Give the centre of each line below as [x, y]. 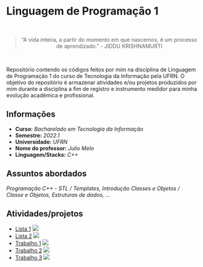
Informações [31, 114]
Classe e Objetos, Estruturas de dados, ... [58, 194]
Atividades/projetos [45, 213]
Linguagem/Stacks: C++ [47, 154]
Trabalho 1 [28, 243]
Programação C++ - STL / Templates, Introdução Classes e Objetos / [93, 188]
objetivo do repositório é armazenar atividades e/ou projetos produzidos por [101, 82]
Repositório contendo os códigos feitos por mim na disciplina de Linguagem [101, 69]
